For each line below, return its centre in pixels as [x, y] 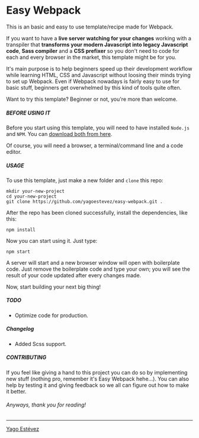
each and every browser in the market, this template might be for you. [91, 57]
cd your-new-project [32, 196]
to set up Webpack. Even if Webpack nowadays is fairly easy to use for [93, 81]
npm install [21, 230]
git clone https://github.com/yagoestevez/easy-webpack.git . [84, 201]
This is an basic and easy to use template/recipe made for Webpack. [90, 27]
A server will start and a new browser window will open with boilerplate [93, 262]
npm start [18, 252]
